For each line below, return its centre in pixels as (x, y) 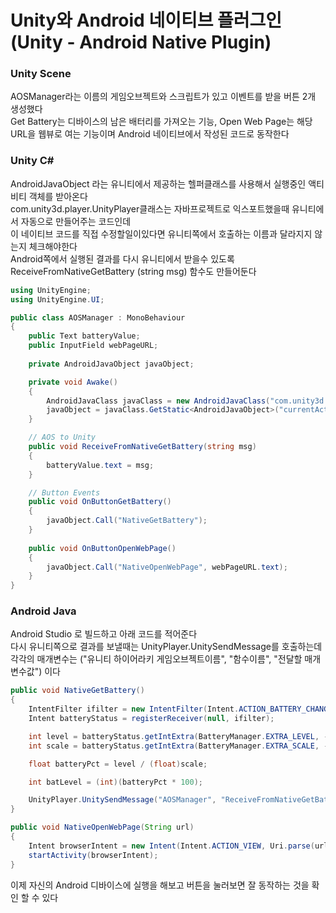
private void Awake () (73, 382)
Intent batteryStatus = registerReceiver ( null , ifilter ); (151, 719)
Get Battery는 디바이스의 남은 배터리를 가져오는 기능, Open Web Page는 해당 (161, 122)
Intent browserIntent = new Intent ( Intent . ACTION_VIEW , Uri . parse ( (171, 846)
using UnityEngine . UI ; (57, 299)
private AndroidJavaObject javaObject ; (111, 364)
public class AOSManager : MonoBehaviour (98, 317)
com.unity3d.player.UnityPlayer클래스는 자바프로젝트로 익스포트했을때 (150, 208)
